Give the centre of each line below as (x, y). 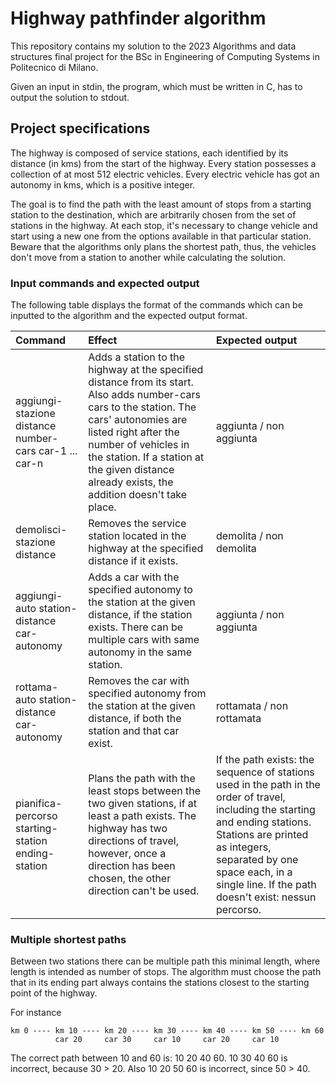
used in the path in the (268, 785)
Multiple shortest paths (68, 939)
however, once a (127, 854)
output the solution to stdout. (70, 97)
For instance (36, 1013)
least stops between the (145, 791)
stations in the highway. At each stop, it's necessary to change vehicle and (164, 225)
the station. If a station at (146, 457)
